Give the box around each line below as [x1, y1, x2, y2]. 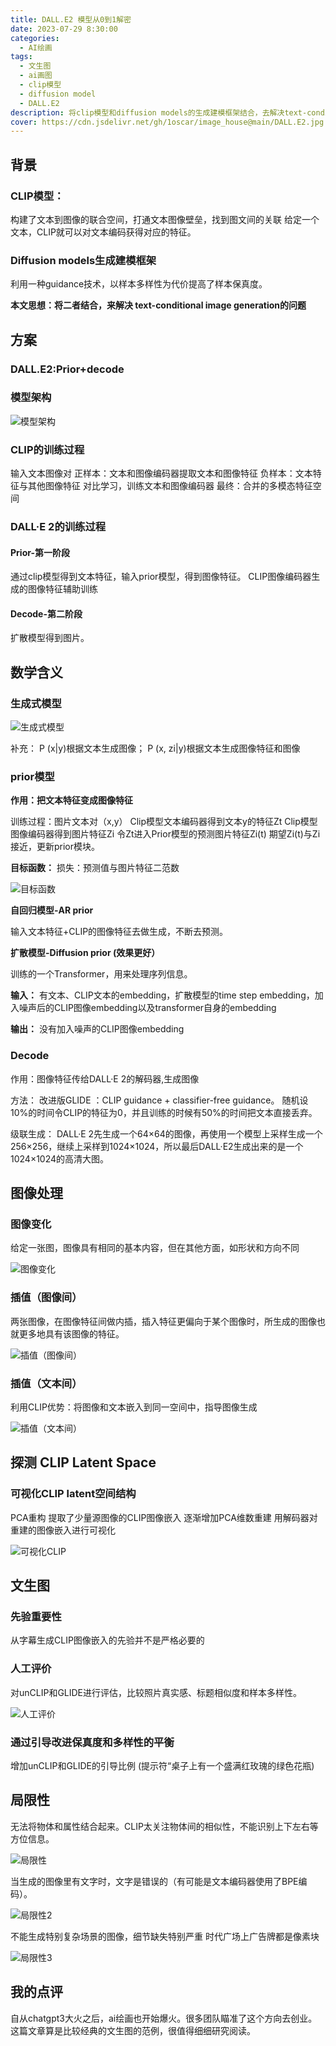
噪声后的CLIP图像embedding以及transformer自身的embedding [18, 1002, 277, 1014]
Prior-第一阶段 [10, 546, 70, 558]
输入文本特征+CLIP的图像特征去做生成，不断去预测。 [10, 926, 229, 938]
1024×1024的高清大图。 [10, 1152, 110, 1165]
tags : [10, 52, 33, 62]
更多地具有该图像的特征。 [18, 1327, 125, 1340]
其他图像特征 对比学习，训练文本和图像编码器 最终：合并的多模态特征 [27, 480, 313, 492]
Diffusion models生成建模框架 [10, 253, 157, 267]
